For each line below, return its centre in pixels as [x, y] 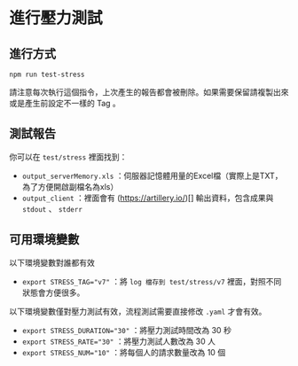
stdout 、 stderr [52, 208]
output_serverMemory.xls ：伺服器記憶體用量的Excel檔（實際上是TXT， [152, 175]
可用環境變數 [44, 240]
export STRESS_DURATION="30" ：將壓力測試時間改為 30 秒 [127, 330]
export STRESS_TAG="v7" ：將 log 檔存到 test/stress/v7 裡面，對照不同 [152, 281]
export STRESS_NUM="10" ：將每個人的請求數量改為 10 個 [124, 352]
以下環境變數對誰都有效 [52, 262]
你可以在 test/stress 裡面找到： [68, 157]
